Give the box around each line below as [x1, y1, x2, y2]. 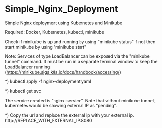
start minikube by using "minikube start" [5, 44, 87, 50]
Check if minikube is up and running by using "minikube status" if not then [5, 38, 156, 45]
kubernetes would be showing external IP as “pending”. [5, 102, 117, 108]
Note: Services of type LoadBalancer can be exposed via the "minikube [5, 53, 150, 59]
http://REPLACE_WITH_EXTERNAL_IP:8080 [5, 117, 92, 123]
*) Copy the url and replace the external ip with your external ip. [5, 112, 134, 118]
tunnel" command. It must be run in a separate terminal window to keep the [5, 58, 158, 64]
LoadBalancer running [5, 64, 50, 70]
